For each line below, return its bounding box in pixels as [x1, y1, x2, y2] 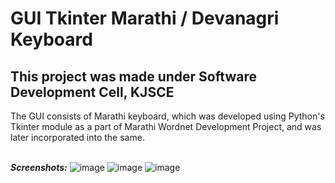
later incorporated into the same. [10, 132, 145, 143]
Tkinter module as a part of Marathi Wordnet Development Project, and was [10, 121, 322, 132]
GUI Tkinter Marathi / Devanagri [10, 7, 280, 30]
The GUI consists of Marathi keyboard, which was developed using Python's [10, 110, 325, 122]
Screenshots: [10, 162, 68, 173]
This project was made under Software [10, 68, 257, 85]
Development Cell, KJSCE [10, 83, 175, 101]
